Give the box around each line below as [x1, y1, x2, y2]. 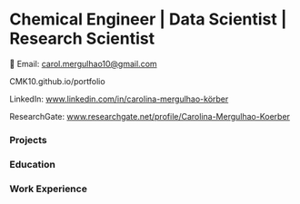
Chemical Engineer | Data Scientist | [9, 9, 287, 30]
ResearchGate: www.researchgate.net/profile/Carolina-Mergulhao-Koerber [9, 111, 291, 121]
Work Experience [9, 182, 88, 195]
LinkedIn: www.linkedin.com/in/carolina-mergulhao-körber [9, 93, 229, 104]
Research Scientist [9, 28, 155, 49]
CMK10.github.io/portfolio [9, 75, 106, 86]
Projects [9, 133, 47, 146]
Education [9, 158, 56, 170]
